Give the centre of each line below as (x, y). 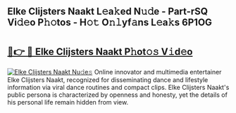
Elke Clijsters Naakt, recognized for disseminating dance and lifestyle (108, 80)
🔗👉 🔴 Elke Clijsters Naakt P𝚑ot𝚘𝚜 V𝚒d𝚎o (100, 52)
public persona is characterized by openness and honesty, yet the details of (117, 95)
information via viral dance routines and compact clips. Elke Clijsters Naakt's (118, 87)
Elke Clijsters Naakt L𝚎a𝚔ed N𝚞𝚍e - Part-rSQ (108, 12)
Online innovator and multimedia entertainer (158, 72)
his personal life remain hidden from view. (68, 102)
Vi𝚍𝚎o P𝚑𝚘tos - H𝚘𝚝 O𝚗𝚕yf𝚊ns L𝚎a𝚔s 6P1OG (110, 23)
